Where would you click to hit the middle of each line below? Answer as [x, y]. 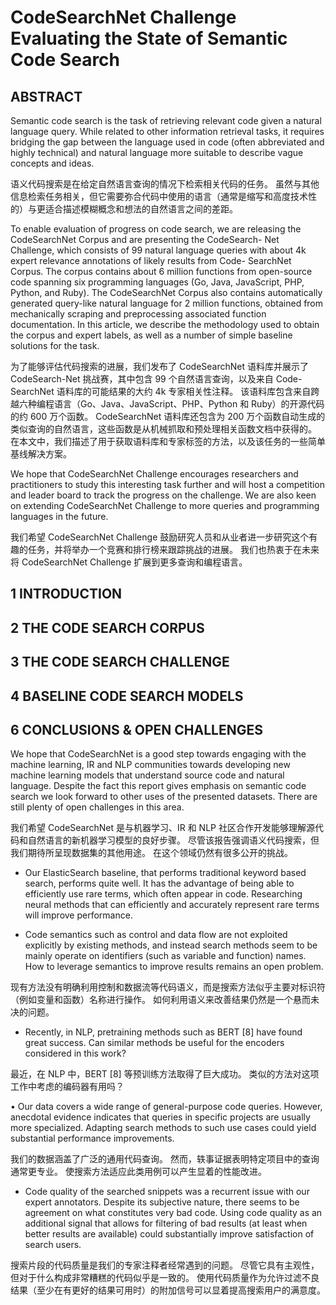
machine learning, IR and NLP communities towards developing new [150, 765]
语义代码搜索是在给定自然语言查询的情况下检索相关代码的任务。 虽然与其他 [165, 184]
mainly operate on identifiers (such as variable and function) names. [165, 956]
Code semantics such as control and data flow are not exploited [156, 935]
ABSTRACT [46, 96]
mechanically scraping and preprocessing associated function [138, 314]
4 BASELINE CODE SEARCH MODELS [127, 696]
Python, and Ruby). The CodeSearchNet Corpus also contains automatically [166, 292]
